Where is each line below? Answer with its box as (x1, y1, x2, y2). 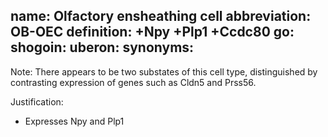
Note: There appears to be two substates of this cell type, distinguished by (10, 65, 318, 78)
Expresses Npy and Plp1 (24, 115, 125, 127)
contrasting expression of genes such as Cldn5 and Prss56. (10, 76, 257, 88)
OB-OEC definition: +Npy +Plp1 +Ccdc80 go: (10, 24, 295, 41)
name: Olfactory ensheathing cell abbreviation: (10, 8, 312, 25)
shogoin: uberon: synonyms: (10, 39, 195, 56)
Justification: (10, 95, 64, 108)
